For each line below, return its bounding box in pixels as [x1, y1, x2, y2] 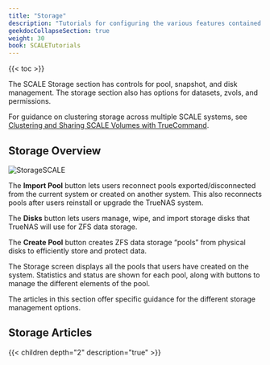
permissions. [8, 96, 52, 106]
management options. [8, 302, 81, 312]
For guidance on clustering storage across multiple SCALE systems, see [8, 112, 247, 121]
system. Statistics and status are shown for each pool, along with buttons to [8, 270, 260, 280]
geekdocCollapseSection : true [8, 27, 110, 35]
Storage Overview [8, 144, 102, 158]
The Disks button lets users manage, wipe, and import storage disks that [8, 213, 250, 223]
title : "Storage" [8, 11, 67, 20]
